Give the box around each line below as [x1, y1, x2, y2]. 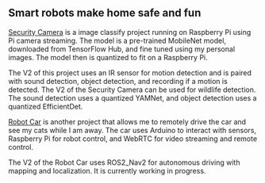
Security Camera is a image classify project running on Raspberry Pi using [8, 27, 252, 36]
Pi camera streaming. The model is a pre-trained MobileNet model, [8, 36, 226, 45]
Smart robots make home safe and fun [8, 6, 202, 20]
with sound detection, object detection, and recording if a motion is [8, 76, 228, 86]
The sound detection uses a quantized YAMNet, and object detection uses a [8, 93, 257, 102]
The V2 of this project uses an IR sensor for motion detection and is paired [8, 67, 252, 78]
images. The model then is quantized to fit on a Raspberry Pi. [8, 52, 208, 62]
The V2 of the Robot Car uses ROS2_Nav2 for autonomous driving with [8, 158, 240, 167]
